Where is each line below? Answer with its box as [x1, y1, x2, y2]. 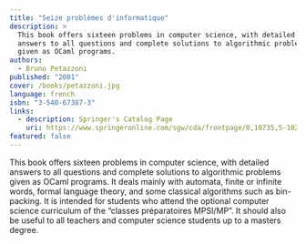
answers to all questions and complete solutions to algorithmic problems [9, 166, 281, 178]
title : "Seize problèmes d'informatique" [9, 13, 169, 23]
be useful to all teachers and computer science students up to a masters [9, 215, 281, 226]
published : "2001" [9, 73, 79, 82]
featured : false [9, 132, 71, 141]
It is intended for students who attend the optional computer [44, 195, 270, 206]
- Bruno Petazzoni [17, 65, 88, 74]
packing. [9, 195, 43, 206]
